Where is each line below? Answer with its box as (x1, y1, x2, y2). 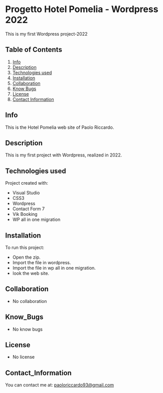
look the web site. (12, 270, 49, 276)
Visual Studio (12, 190, 40, 196)
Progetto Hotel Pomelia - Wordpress (5, 4, 158, 15)
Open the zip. (12, 254, 41, 260)
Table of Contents (5, 45, 63, 54)
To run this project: (5, 245, 44, 250)
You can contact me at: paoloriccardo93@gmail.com (5, 382, 114, 388)
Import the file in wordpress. (12, 260, 71, 265)
